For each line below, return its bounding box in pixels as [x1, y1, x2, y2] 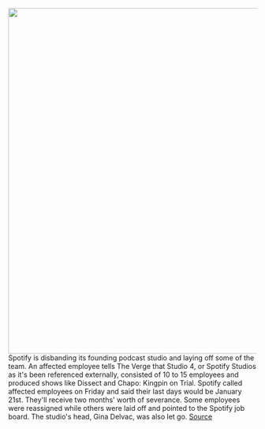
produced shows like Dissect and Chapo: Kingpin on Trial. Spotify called [8, 378, 243, 387]
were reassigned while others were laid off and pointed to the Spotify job [8, 404, 245, 412]
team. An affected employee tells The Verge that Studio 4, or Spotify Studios [8, 362, 256, 371]
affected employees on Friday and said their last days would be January [8, 387, 242, 396]
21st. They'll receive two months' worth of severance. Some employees [8, 395, 241, 405]
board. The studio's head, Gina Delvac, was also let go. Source [8, 412, 213, 421]
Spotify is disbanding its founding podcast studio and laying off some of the [8, 353, 255, 363]
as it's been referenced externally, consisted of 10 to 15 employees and [8, 370, 239, 379]
